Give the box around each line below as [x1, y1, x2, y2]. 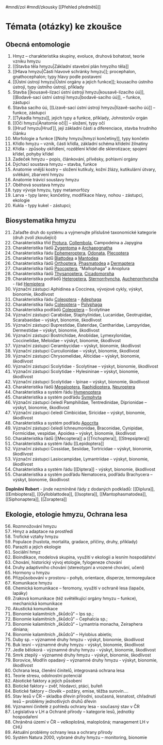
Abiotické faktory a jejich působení [12, 678, 82, 683]
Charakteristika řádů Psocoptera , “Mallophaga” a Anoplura [12, 265, 130, 271]
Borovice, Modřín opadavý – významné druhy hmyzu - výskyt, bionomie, [12, 657, 158, 663]
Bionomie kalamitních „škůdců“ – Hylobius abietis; [12, 631, 113, 637]
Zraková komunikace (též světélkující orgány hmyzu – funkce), [12, 595, 137, 601]
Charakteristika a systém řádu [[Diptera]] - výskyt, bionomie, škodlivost [12, 466, 156, 472]
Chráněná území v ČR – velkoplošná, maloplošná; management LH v [12, 719, 149, 725]
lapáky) [12, 590, 28, 596]
